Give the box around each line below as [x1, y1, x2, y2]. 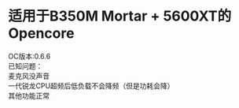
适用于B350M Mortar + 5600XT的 [8, 7, 232, 25]
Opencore [8, 24, 75, 43]
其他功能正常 [8, 91, 50, 100]
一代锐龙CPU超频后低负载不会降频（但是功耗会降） [8, 80, 175, 91]
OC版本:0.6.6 [8, 51, 51, 61]
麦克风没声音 [8, 71, 50, 80]
